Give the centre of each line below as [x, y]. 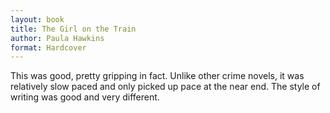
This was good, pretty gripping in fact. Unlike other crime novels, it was [157, 76]
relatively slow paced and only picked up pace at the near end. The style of [165, 87]
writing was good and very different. [85, 97]
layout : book [37, 19]
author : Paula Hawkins [57, 38]
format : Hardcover [48, 47]
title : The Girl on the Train [73, 29]
